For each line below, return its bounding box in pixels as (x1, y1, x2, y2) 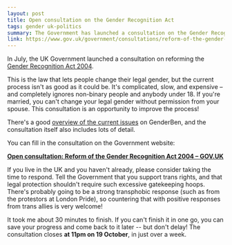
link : (7, 36, 23, 43)
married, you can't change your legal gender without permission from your (7, 97, 220, 106)
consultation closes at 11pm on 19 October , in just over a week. (7, 231, 187, 239)
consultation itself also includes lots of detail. (7, 126, 136, 134)
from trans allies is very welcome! (7, 202, 104, 210)
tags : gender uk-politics (7, 23, 81, 30)
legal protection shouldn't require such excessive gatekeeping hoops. (7, 180, 206, 188)
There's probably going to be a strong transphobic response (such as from (7, 188, 220, 196)
